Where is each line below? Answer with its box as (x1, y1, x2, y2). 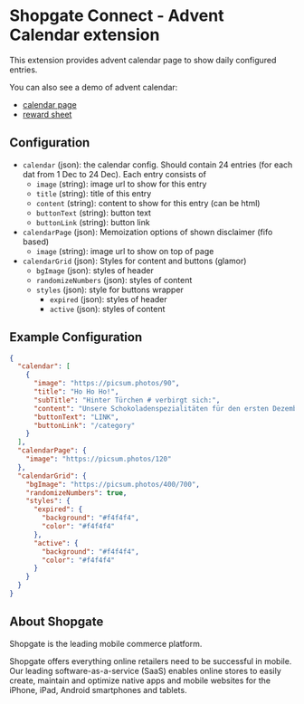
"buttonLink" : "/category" (33, 421, 136, 430)
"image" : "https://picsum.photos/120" (25, 454, 172, 464)
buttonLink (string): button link (35, 216, 151, 227)
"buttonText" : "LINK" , (33, 413, 119, 422)
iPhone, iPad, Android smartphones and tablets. (9, 684, 187, 695)
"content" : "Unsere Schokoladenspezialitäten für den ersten (33, 404, 270, 413)
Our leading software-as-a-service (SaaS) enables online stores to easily (9, 665, 282, 676)
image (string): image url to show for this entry (35, 178, 207, 189)
